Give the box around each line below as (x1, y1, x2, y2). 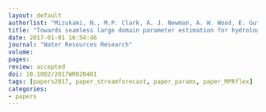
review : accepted (8, 63, 66, 71)
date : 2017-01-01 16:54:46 (8, 33, 97, 42)
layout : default (8, 11, 62, 20)
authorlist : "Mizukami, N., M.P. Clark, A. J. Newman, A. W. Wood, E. (8, 19, 246, 27)
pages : (8, 56, 30, 64)
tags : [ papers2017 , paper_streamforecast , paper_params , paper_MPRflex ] (8, 77, 253, 85)
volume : (8, 48, 34, 56)
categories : (8, 84, 47, 93)
